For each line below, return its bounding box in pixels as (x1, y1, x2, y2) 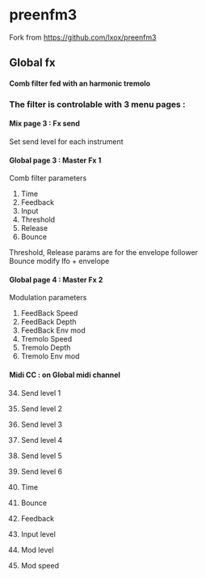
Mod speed (20, 560, 60, 570)
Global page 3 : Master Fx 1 (9, 155, 102, 165)
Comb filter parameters (9, 173, 87, 183)
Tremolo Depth (20, 342, 71, 353)
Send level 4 (20, 435, 63, 444)
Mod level (20, 545, 54, 555)
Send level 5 (20, 451, 63, 461)
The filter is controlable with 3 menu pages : (9, 99, 186, 110)
